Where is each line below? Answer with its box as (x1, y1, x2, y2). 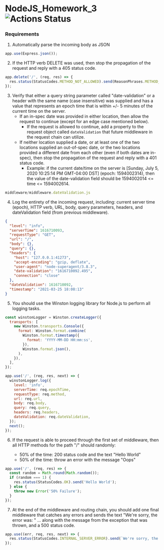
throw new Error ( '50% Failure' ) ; (14, 489, 82, 493)
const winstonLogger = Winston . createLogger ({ (5, 315, 102, 320)
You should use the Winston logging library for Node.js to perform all (12, 300, 150, 306)
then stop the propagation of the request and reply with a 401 (33, 155, 157, 161)
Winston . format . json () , (22, 346, 71, 351)
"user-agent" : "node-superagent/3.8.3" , (14, 264, 97, 269)
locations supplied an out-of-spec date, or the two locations (19, 144, 141, 150)
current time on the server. (12, 108, 66, 114)
